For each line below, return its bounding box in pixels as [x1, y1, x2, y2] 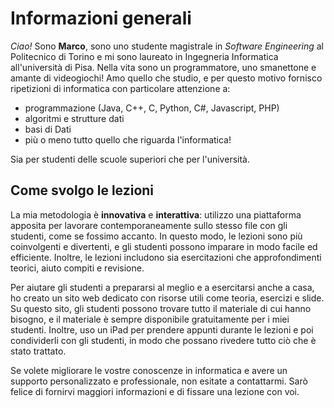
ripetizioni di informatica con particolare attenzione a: [10, 82, 231, 94]
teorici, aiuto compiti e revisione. [10, 262, 145, 274]
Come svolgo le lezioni [10, 182, 155, 199]
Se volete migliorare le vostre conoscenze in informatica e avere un [10, 364, 288, 376]
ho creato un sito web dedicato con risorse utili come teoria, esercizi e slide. [10, 292, 325, 304]
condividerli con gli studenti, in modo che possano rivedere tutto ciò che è [10, 334, 317, 346]
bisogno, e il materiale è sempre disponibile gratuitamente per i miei [10, 313, 290, 325]
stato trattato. [10, 345, 67, 357]
